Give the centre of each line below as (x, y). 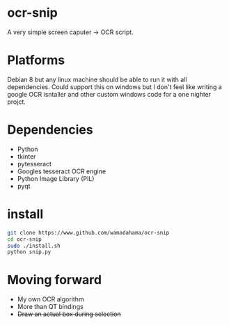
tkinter (26, 156)
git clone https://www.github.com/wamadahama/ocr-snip (88, 232)
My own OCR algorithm (51, 299)
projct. (17, 102)
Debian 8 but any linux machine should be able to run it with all (97, 79)
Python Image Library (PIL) (56, 178)
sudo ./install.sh (34, 246)
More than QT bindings (50, 307)
